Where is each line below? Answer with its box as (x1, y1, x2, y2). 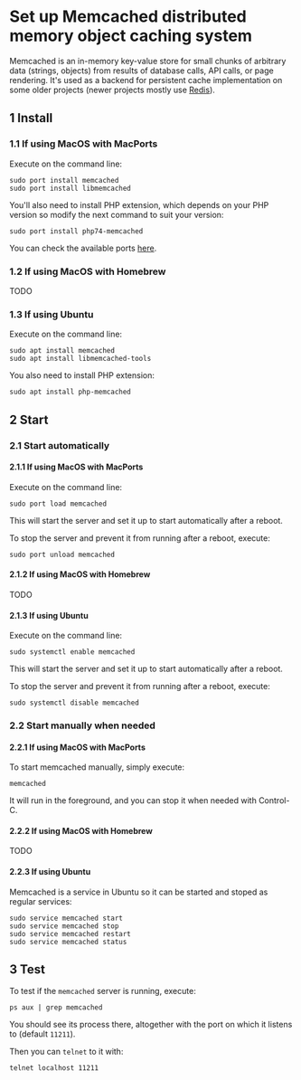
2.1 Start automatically (9, 439, 110, 451)
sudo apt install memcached (9, 346, 116, 355)
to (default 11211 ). (9, 1028, 76, 1039)
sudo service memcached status (9, 937, 127, 946)
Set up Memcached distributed (9, 6, 247, 27)
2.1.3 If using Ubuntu (9, 610, 89, 621)
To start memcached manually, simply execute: (9, 762, 185, 772)
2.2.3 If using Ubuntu (9, 867, 91, 877)
